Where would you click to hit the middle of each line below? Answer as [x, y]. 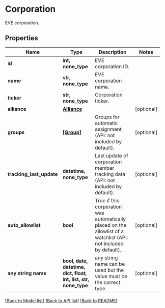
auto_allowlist [24, 225]
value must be [111, 276]
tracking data [110, 174]
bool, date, [75, 261]
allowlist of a [110, 231]
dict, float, [75, 273]
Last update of [112, 155]
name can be [110, 264]
